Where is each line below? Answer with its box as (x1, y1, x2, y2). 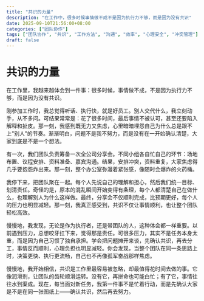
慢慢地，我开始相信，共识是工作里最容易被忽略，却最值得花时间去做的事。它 (6, 265, 198, 272)
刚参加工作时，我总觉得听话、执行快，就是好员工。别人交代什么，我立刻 (6, 107, 187, 114)
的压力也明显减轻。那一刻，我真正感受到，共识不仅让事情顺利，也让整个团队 (6, 201, 198, 209)
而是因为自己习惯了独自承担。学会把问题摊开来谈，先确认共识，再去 (16, 237, 187, 244)
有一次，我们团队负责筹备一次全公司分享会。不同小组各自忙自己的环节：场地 (6, 150, 198, 157)
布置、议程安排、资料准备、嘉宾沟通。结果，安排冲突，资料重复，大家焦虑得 (6, 157, 198, 165)
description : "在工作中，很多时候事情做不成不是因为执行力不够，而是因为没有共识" (6, 15, 192, 21)
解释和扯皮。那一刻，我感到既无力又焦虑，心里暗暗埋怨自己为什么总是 (6, 122, 182, 130)
